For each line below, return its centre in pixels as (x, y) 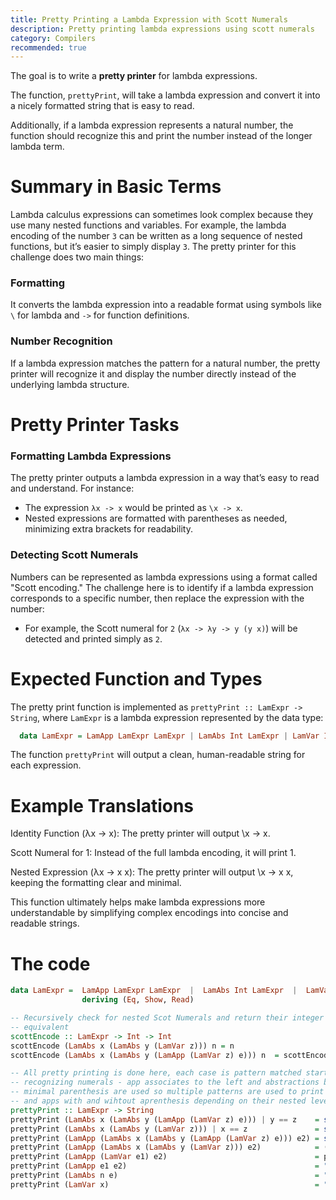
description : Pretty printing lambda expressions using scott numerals (162, 29)
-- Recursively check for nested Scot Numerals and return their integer (167, 1018)
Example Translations (102, 805)
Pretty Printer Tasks (95, 424)
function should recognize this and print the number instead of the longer (161, 136)
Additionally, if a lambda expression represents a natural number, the (152, 125)
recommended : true (48, 47)
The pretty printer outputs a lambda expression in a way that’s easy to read (165, 478)
